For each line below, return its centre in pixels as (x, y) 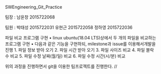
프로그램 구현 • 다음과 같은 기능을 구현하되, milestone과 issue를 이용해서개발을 (80, 44)
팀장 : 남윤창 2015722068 (30, 17)
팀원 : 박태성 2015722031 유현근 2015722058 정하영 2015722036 (69, 27)
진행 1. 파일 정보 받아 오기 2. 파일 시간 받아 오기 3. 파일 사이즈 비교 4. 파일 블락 (80, 50)
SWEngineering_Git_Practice (34, 7)
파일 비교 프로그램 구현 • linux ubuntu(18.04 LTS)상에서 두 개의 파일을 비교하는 (81, 38)
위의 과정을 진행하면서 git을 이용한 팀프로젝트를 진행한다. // (61, 66)
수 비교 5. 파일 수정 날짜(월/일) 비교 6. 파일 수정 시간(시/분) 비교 (65, 56)
